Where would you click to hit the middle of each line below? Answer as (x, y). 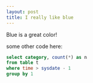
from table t (22, 63)
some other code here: (34, 46)
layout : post (22, 12)
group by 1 (20, 74)
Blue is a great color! (32, 34)
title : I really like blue (40, 17)
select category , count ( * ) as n (46, 57)
